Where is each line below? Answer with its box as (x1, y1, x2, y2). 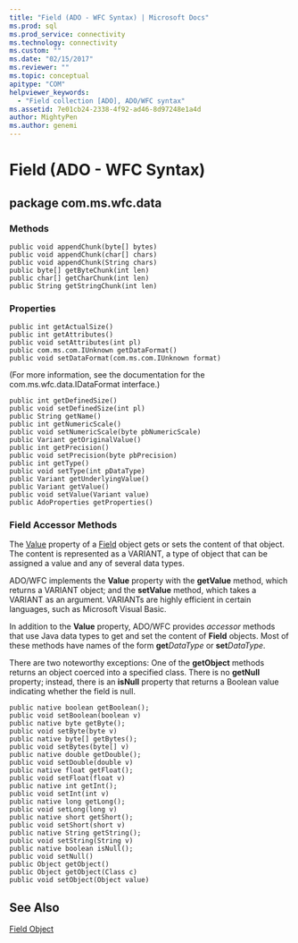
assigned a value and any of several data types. (9, 558, 185, 569)
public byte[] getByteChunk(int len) (9, 266, 150, 275)
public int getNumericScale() (9, 420, 122, 429)
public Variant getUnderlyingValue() (9, 475, 150, 484)
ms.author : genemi (9, 122, 78, 131)
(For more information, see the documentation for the (9, 370, 205, 380)
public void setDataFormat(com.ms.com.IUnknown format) (9, 354, 221, 363)
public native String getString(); (9, 828, 142, 837)
